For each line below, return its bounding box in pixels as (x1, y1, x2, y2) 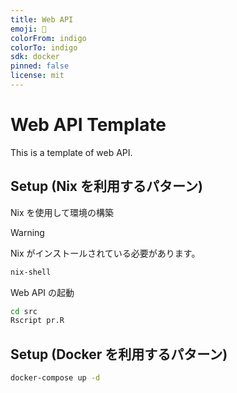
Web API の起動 (10, 286, 75, 298)
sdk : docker (10, 52, 60, 62)
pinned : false (10, 61, 70, 71)
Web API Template (10, 114, 167, 136)
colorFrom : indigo (10, 33, 87, 43)
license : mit (10, 71, 65, 81)
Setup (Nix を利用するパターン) (10, 178, 203, 195)
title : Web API (10, 14, 74, 25)
